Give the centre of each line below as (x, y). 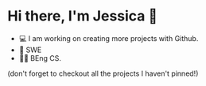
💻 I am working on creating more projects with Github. (109, 38)
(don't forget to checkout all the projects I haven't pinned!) (103, 73)
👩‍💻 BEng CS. (40, 58)
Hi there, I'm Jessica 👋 (83, 16)
